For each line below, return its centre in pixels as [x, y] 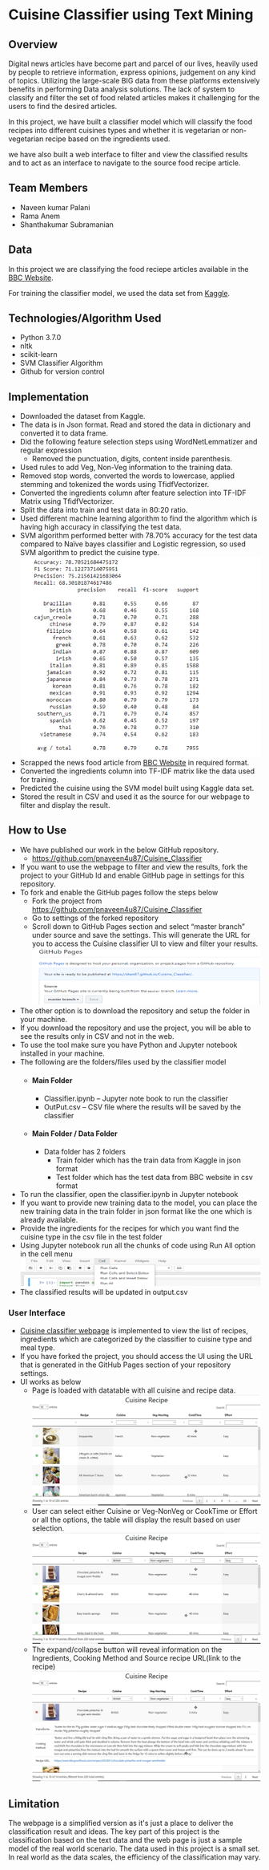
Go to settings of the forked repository [95, 918]
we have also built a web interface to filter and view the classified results [128, 154]
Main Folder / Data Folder [74, 1134]
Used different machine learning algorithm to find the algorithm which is [139, 518]
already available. [49, 1219]
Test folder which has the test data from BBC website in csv [155, 1177]
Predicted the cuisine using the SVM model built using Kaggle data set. [137, 788]
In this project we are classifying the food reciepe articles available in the [128, 269]
